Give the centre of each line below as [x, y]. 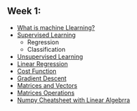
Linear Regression [42, 63]
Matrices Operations [46, 93]
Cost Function [36, 71]
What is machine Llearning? [56, 27]
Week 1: [24, 11]
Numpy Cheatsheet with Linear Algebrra [74, 100]
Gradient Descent [42, 78]
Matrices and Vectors [47, 85]
